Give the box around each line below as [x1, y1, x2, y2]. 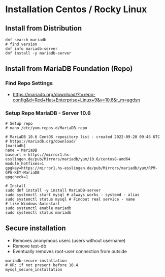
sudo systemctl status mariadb [5, 210, 72, 215]
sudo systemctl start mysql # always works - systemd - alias [5, 192, 140, 197]
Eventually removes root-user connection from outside [12, 248, 127, 254]
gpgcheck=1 [5, 174, 28, 179]
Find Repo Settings [5, 80, 53, 87]
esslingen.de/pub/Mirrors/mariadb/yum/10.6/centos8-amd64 [5, 156, 130, 161]
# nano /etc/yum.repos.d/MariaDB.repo [5, 125, 87, 130]
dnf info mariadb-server [5, 46, 58, 51]
